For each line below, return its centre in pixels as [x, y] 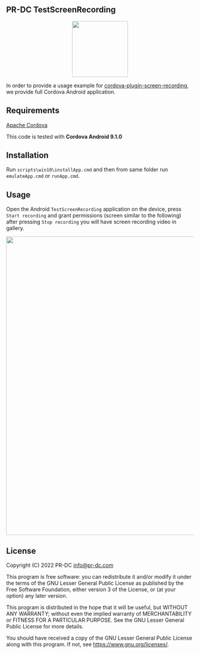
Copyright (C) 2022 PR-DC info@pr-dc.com [60, 565]
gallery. [15, 228]
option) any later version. [37, 596]
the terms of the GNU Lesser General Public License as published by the [95, 583]
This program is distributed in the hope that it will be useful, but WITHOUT [97, 607]
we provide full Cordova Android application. [61, 91]
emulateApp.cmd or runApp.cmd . [43, 176]
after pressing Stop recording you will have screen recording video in [91, 222]
